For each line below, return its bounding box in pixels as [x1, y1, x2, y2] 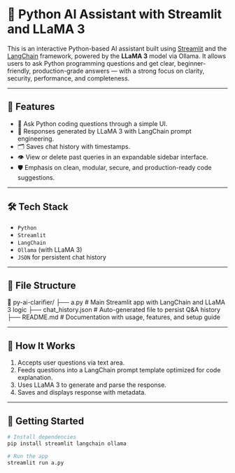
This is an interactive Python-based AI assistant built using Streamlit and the [7, 44, 227, 52]
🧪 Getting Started [7, 415, 85, 427]
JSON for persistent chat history [17, 253, 107, 261]
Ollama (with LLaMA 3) [17, 245, 83, 254]
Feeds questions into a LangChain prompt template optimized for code [17, 366, 221, 374]
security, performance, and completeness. [7, 73, 130, 83]
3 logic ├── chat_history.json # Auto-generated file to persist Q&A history [7, 306, 221, 314]
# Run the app [7, 453, 49, 460]
